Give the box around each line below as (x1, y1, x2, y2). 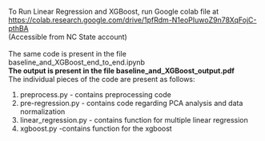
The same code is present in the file (8, 49, 126, 58)
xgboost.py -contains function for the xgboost (19, 123, 172, 133)
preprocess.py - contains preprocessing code (19, 90, 172, 99)
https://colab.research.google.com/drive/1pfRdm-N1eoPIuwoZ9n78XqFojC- (8, 15, 257, 25)
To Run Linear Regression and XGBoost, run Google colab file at (8, 7, 219, 16)
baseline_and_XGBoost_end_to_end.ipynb (8, 57, 146, 67)
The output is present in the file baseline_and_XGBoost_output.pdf (8, 66, 235, 75)
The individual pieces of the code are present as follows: (8, 75, 195, 84)
